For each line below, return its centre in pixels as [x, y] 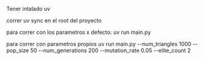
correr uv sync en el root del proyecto [54, 20]
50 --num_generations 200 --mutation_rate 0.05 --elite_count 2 [111, 50]
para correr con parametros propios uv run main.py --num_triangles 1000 [99, 44]
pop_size [18, 50]
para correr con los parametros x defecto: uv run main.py [79, 32]
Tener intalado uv [28, 9]
